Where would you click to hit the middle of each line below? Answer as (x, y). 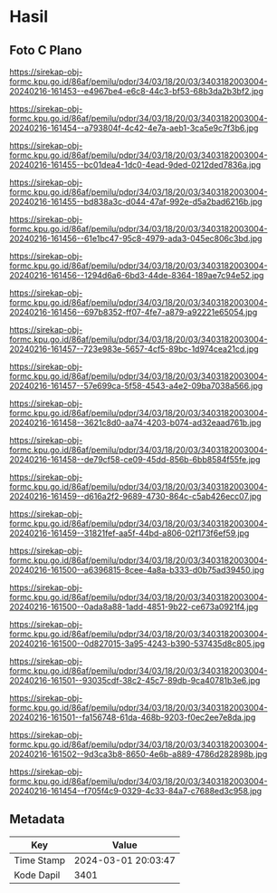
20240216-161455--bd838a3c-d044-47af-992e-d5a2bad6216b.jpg (136, 202)
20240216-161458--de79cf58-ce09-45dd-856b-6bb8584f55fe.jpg (135, 459)
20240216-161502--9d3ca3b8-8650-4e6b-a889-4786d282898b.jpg (138, 754)
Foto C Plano (46, 50)
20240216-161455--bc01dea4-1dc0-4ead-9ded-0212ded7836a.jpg (135, 165)
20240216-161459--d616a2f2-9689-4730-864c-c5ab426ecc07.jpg (136, 496)
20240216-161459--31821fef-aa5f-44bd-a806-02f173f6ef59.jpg (129, 533)
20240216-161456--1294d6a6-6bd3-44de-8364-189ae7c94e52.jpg (137, 275)
